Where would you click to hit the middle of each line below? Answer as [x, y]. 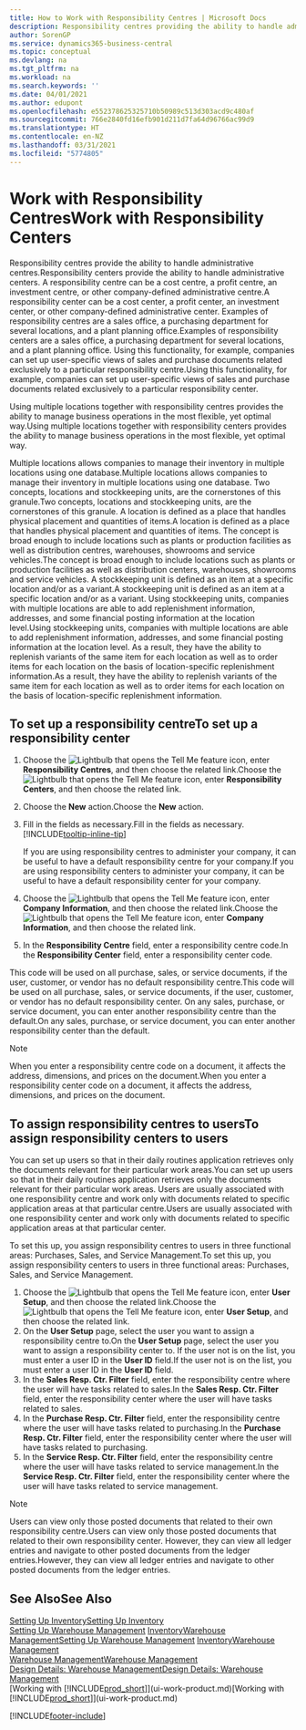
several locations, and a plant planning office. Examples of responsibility [144, 330]
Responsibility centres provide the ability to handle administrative [132, 263]
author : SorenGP [40, 35]
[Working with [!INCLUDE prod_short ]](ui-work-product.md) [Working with [147, 1689]
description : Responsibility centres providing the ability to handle [146, 26]
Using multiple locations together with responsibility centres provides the [147, 406]
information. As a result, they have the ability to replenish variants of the [143, 676]
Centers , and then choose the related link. [102, 789]
